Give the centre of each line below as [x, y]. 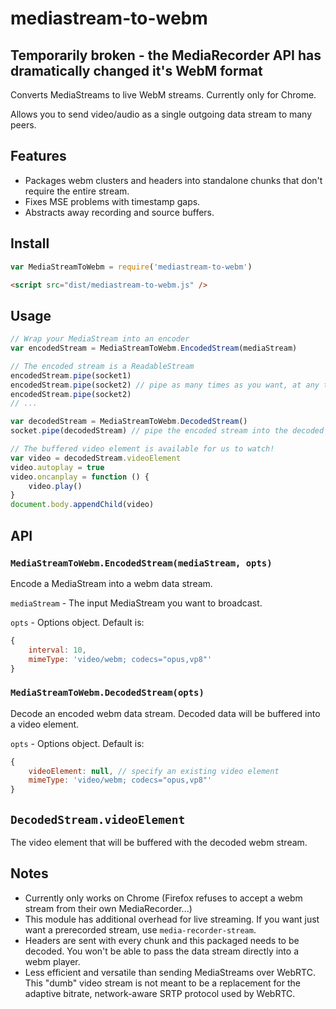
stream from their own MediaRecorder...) [108, 908]
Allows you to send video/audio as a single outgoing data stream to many [161, 114]
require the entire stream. [77, 191]
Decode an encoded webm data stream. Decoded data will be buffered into [165, 713]
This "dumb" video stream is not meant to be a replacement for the [162, 983]
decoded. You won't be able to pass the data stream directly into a [161, 951]
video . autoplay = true [57, 467]
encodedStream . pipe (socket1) [71, 375]
